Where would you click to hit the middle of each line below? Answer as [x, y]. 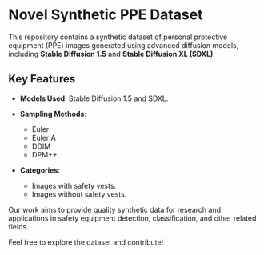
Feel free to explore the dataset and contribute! [86, 242]
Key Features [42, 79]
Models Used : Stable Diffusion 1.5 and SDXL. [94, 98]
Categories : [40, 170]
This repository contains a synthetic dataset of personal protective [118, 37]
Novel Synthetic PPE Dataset [106, 15]
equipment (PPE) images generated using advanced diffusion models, [124, 45]
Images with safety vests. [74, 185]
